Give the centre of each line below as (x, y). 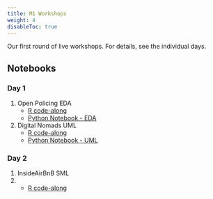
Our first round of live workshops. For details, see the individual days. (107, 47)
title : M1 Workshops (37, 14)
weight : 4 (22, 20)
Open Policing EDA (44, 103)
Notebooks (32, 68)
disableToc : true (32, 26)
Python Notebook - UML (63, 141)
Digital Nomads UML (47, 125)
